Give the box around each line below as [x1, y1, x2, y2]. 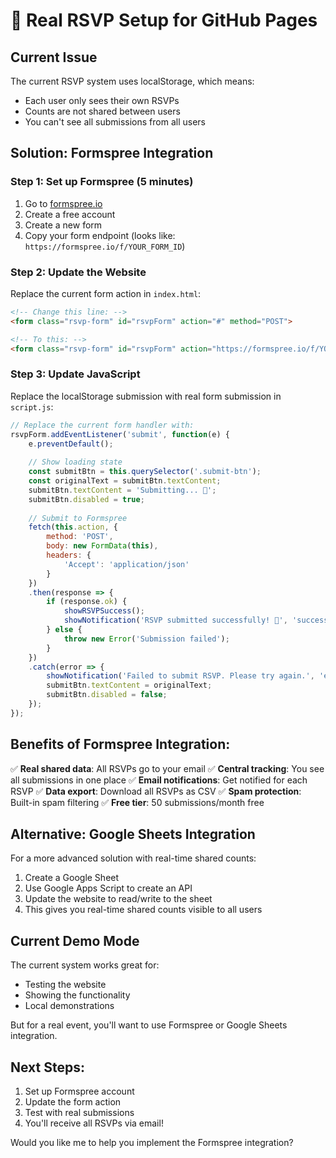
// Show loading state [28, 457, 123, 468]
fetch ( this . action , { [28, 522, 118, 533]
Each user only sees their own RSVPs [24, 95, 180, 106]
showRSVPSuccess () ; [63, 606, 145, 616]
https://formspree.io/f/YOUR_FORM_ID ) [24, 240, 186, 252]
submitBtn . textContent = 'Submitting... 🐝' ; [28, 485, 217, 495]
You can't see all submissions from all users [24, 116, 206, 128]
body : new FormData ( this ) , [46, 541, 159, 551]
